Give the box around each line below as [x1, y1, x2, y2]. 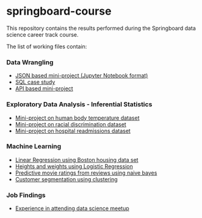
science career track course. [6, 31, 79, 38]
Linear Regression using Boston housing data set [15, 156, 139, 163]
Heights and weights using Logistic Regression [15, 162, 133, 170]
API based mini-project [15, 85, 73, 92]
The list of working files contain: [6, 43, 87, 50]
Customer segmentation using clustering [15, 175, 118, 183]
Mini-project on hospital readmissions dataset [15, 127, 131, 134]
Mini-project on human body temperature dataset [15, 114, 140, 122]
